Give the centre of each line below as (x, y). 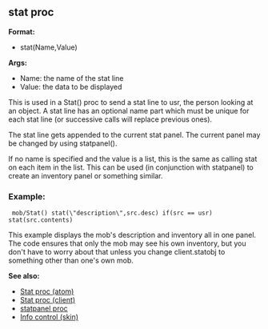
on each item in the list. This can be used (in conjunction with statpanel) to (131, 167)
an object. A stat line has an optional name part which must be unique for (129, 110)
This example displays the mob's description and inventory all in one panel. (132, 235)
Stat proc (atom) (47, 291)
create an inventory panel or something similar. (86, 175)
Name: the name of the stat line (72, 78)
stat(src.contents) (41, 220)
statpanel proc (44, 309)
